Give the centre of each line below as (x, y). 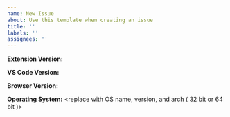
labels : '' (23, 33)
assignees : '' (28, 39)
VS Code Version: (33, 73)
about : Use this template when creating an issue (80, 20)
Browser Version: (33, 86)
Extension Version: (35, 59)
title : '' (21, 26)
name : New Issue (30, 13)
